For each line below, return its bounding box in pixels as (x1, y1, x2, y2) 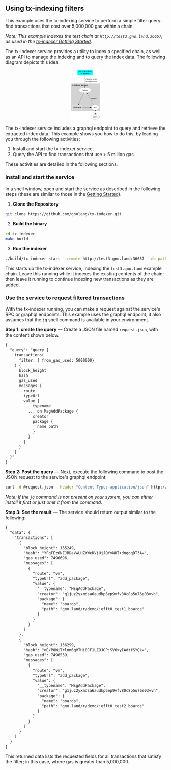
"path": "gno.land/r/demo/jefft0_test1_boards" (41, 607, 145, 612)
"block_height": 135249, (23, 546, 76, 551)
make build (5, 237, 28, 242)
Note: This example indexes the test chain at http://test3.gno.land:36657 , (5, 33, 163, 39)
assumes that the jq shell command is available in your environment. (5, 317, 149, 323)
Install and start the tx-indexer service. (12, 146, 94, 152)
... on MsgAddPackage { (27, 409, 79, 414)
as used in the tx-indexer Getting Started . (5, 38, 93, 44)
